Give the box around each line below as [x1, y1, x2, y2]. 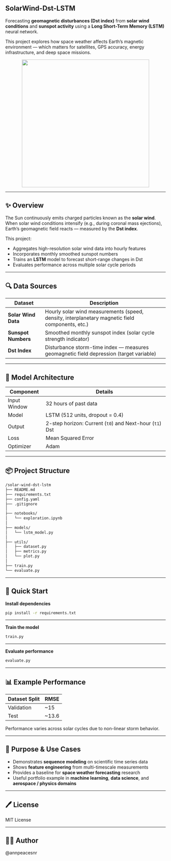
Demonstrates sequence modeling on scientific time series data [12, 758, 148, 764]
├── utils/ [5, 539, 28, 545]
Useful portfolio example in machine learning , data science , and [12, 775, 149, 781]
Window [8, 403, 28, 410]
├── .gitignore [5, 501, 38, 506]
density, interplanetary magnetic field [45, 314, 135, 321]
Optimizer [8, 443, 32, 450]
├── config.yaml [5, 497, 40, 502]
